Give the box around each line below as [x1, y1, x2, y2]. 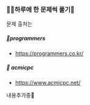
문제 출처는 [6, 20, 33, 28]
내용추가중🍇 [6, 92, 35, 99]
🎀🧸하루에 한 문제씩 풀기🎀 [6, 5, 75, 13]
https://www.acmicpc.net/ [15, 79, 81, 86]
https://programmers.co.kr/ [15, 50, 84, 57]
